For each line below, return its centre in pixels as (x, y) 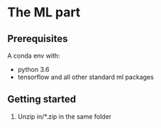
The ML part (44, 12)
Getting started (42, 99)
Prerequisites (38, 39)
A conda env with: (34, 55)
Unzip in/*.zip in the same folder (65, 116)
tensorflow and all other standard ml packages (85, 77)
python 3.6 (33, 69)
